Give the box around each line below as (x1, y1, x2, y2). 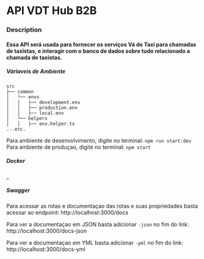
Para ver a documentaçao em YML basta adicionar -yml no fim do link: (6, 239, 183, 246)
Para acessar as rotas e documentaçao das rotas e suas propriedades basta (6, 202, 199, 209)
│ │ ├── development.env (6, 99, 81, 105)
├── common (6, 88, 34, 95)
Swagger (6, 187, 31, 194)
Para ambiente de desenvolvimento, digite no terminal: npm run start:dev (6, 137, 192, 144)
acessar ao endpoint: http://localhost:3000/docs (6, 209, 128, 216)
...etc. (6, 126, 26, 132)
